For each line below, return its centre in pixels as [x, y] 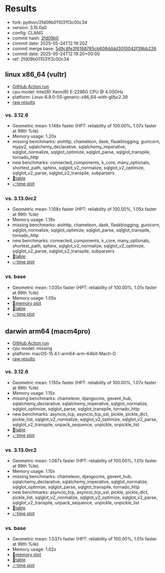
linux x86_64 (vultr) [36, 75]
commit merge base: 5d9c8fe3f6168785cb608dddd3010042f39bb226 [84, 48]
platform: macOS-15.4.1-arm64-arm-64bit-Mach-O [64, 354]
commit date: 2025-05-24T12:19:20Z [50, 43]
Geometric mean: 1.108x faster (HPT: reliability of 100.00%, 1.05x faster [84, 209]
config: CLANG [28, 33]
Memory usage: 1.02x [34, 549]
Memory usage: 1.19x [34, 220]
